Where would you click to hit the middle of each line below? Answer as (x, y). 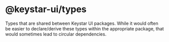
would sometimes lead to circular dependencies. (56, 34)
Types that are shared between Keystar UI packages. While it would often (82, 23)
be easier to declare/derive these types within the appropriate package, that (85, 28)
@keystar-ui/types (46, 9)
